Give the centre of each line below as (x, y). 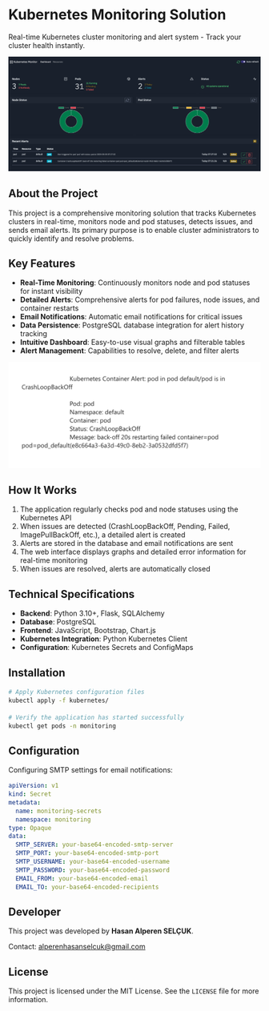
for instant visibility (51, 291)
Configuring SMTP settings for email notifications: (91, 770)
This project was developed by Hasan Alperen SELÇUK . (101, 931)
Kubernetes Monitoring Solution (117, 15)
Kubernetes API (46, 518)
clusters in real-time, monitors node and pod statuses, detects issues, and (130, 221)
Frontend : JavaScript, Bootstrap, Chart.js (88, 631)
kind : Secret (30, 794)
